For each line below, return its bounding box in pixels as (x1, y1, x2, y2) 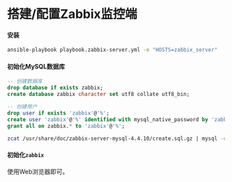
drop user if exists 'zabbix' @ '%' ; (7, 110, 110, 117)
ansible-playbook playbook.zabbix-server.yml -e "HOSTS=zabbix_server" (7, 46, 217, 54)
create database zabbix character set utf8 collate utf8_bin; (7, 91, 190, 98)
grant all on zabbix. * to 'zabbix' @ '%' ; (7, 122, 126, 130)
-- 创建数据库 (7, 78, 43, 85)
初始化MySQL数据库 (7, 62, 66, 70)
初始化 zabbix (7, 151, 44, 159)
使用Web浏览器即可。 (7, 167, 69, 176)
